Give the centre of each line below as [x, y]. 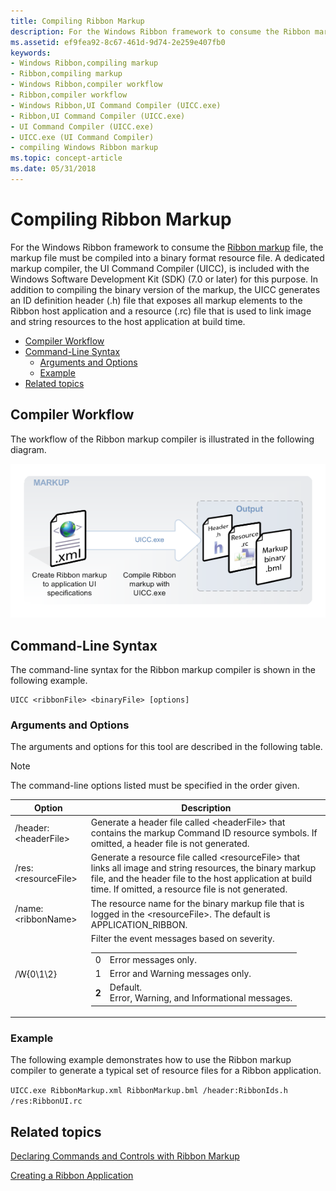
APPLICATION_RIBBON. [139, 924]
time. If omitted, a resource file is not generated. [189, 889]
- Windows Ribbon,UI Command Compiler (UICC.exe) [116, 105]
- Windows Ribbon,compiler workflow [86, 85]
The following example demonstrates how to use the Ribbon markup [151, 1060]
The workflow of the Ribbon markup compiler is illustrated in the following [162, 439]
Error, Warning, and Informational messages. [201, 998]
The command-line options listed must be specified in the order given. [155, 786]
